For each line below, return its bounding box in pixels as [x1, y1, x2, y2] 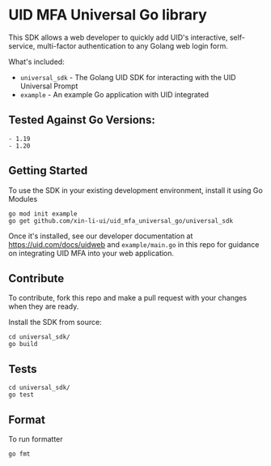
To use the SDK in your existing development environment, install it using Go [8, 185, 263, 195]
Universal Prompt [19, 81, 78, 91]
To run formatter [8, 434, 63, 443]
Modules [8, 194, 38, 203]
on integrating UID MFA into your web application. [8, 248, 175, 258]
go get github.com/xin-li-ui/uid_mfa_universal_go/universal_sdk [8, 216, 233, 224]
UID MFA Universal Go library [8, 6, 208, 24]
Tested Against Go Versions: [8, 113, 155, 127]
